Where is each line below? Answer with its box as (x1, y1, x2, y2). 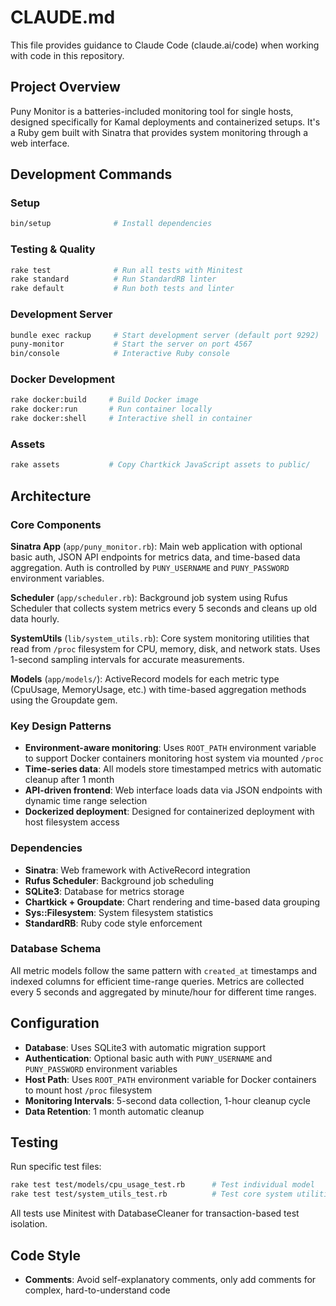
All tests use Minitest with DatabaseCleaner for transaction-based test (10, 1207, 300, 1220)
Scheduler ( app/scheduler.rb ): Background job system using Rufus (10, 591, 288, 603)
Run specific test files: (10, 1161, 102, 1173)
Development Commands (10, 166, 173, 183)
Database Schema (10, 942, 102, 956)
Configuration (10, 1015, 100, 1032)
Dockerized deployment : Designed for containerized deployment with (24, 806, 315, 818)
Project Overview (10, 79, 121, 96)
